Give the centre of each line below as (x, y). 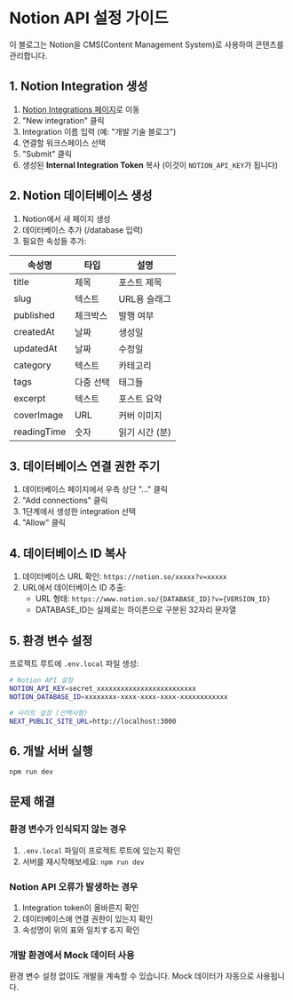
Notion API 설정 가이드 (89, 18)
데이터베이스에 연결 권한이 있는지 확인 (87, 919)
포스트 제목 (140, 282)
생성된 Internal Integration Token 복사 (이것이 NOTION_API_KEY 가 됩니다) (150, 164)
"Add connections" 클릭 (65, 500)
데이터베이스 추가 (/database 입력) (83, 230)
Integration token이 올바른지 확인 (80, 908)
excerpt (30, 398)
